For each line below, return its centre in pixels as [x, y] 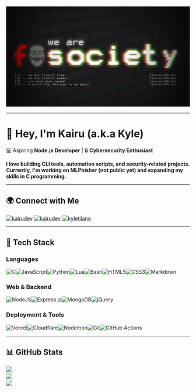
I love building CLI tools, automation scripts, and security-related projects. [98, 164]
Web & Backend [29, 287]
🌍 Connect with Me [43, 201]
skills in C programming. [36, 176]
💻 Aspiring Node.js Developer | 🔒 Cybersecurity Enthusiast [80, 150]
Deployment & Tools [35, 315]
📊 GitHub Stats [34, 353]
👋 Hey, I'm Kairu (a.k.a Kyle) [75, 134]
